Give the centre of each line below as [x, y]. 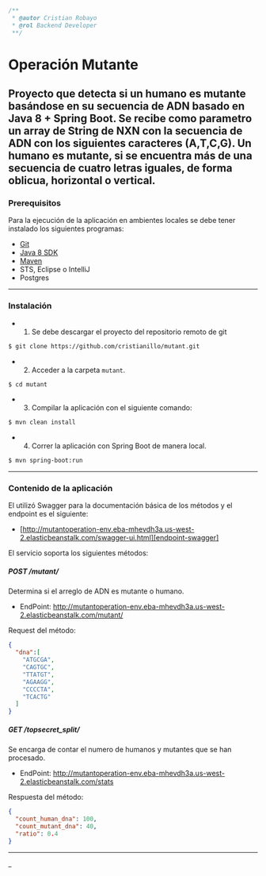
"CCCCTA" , [39, 690]
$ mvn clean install [42, 423]
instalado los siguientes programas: [66, 229]
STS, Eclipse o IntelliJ [55, 270]
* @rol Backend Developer [54, 25]
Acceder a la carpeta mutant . [78, 370]
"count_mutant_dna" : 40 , [56, 826]
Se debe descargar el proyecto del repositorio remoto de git [129, 332]
